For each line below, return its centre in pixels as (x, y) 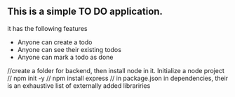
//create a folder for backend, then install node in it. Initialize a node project (116, 70)
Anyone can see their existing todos (69, 49)
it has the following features (47, 28)
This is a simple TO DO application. (85, 12)
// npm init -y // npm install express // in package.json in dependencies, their (118, 78)
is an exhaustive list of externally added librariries (79, 85)
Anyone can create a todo (55, 42)
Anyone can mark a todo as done (65, 57)
